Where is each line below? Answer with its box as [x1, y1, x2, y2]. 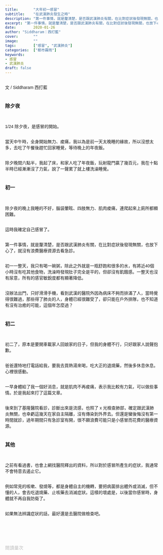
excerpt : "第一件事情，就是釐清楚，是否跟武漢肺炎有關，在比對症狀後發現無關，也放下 [5, 20, 157, 26]
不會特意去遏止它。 [5, 469, 44, 474]
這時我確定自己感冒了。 [5, 226, 52, 232]
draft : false [5, 66, 32, 71]
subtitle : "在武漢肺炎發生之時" [5, 12, 70, 16]
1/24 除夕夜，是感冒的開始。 [5, 124, 62, 129]
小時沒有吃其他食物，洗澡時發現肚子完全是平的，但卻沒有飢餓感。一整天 [5, 269, 149, 274]
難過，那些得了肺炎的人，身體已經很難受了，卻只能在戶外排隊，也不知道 [13, 296, 158, 302]
